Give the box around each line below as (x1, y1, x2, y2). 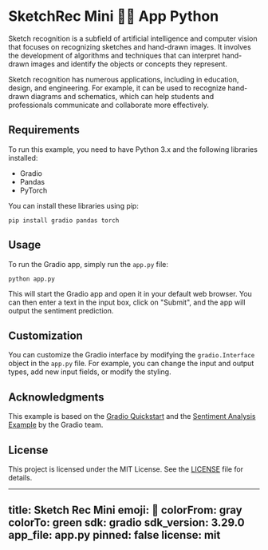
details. (8, 473, 33, 482)
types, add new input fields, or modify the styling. (8, 367, 171, 377)
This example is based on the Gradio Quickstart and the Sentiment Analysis (8, 412, 256, 421)
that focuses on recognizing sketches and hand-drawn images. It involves (8, 42, 251, 51)
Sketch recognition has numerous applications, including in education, (8, 74, 239, 84)
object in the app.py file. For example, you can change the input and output (8, 359, 254, 369)
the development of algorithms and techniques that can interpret (8, 50, 221, 60)
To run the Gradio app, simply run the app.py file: (8, 259, 169, 269)
